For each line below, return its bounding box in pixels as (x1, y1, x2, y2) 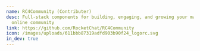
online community (11, 19, 55, 25)
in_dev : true (6, 36, 39, 42)
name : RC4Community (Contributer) (6, 8, 92, 15)
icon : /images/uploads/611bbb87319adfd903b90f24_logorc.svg (6, 30, 159, 36)
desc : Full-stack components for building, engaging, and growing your (6, 14, 187, 20)
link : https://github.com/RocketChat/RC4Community (6, 25, 135, 31)
